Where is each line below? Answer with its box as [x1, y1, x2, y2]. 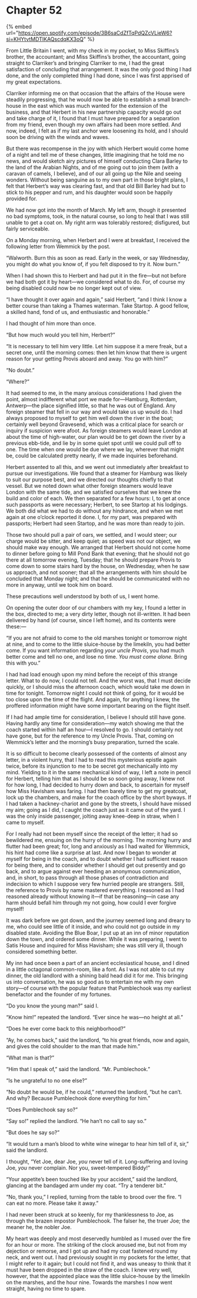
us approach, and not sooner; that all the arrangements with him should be [6, 569, 187, 576]
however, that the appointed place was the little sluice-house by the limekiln [6, 1272, 190, 1279]
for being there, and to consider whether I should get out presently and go [6, 861, 186, 868]
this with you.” [6, 659, 41, 666]
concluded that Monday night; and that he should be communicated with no [6, 575, 190, 582]
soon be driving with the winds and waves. [6, 133, 110, 140]
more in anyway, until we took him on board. [6, 581, 113, 588]
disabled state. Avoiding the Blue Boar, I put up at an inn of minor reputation [6, 929, 189, 936]
